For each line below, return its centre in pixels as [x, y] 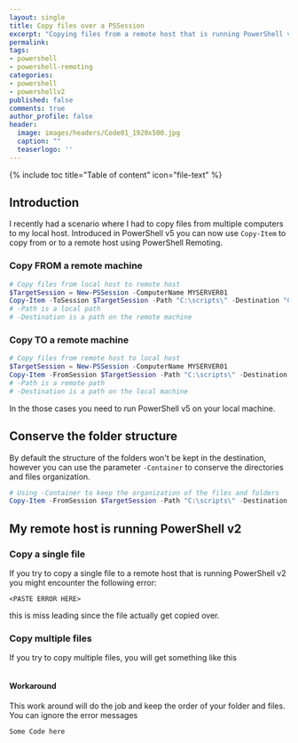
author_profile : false [51, 116]
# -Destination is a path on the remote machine [101, 317]
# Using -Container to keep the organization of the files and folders [144, 493]
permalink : [29, 42]
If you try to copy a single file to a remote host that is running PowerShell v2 [148, 573]
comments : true [37, 108]
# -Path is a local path [55, 309]
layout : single [37, 17]
